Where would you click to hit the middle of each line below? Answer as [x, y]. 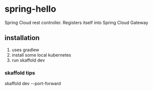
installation [22, 38]
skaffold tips [20, 73]
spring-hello [31, 9]
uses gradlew [26, 49]
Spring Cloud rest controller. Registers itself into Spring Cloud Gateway [76, 23]
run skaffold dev [28, 60]
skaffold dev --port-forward [33, 84]
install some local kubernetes [41, 55]
